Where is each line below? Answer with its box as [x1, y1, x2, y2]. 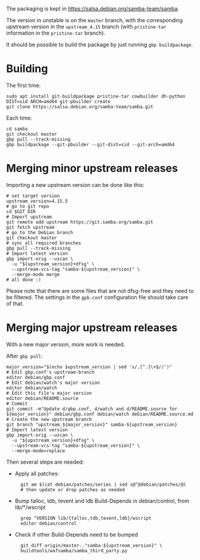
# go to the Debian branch [6, 229, 73, 235]
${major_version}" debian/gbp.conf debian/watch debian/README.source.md [6, 411, 194, 417]
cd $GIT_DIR [6, 208, 36, 214]
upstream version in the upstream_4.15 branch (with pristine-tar [6, 23, 167, 30]
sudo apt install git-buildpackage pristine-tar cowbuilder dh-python [6, 93, 186, 99]
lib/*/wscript [14, 503, 46, 511]
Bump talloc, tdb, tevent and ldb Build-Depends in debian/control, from [14, 497, 190, 504]
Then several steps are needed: [6, 458, 85, 465]
